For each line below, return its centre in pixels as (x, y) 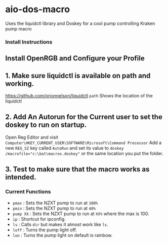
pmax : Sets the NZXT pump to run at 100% (55, 203)
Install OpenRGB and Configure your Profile (75, 59)
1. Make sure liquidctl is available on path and (78, 75)
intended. (21, 177)
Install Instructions (29, 42)
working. (20, 83)
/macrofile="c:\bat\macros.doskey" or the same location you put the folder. (84, 153)
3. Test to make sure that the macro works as (77, 169)
